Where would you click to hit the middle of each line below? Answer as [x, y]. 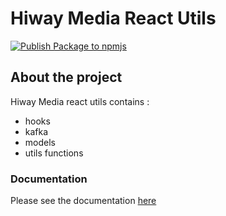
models [40, 142]
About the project [66, 77]
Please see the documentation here [83, 201]
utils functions [54, 153]
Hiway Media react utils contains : [80, 101]
